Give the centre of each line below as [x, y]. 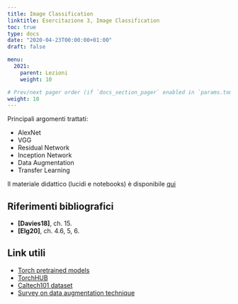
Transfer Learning [44, 170]
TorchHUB [33, 278]
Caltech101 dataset [45, 285]
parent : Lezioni [44, 73]
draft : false [27, 47]
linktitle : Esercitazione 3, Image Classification [84, 21]
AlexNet [29, 133]
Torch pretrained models [53, 270]
